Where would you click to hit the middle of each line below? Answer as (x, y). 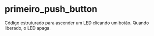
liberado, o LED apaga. (28, 28)
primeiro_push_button (51, 9)
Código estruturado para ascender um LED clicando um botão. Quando (77, 23)
